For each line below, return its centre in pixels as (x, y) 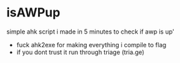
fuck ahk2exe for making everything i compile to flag (91, 45)
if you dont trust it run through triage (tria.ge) (80, 52)
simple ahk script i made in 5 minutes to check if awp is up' (90, 32)
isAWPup (33, 13)
